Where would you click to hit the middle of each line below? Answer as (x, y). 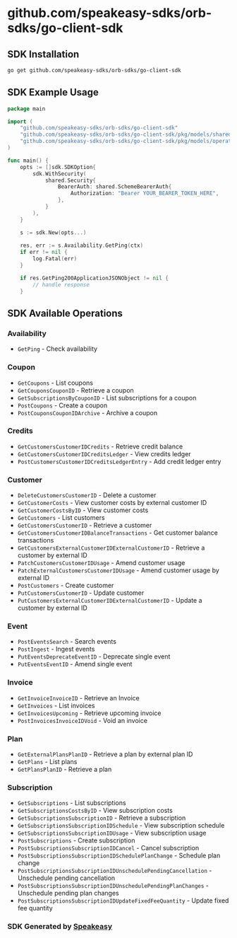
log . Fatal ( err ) (55, 259)
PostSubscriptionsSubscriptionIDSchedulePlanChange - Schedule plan (119, 856)
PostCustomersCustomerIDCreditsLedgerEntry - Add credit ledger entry (119, 461)
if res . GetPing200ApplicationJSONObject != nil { (95, 278)
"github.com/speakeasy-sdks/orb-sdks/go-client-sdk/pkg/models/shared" (127, 135)
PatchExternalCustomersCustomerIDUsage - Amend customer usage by (119, 570)
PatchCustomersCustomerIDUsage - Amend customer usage (101, 563)
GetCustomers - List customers (61, 518)
